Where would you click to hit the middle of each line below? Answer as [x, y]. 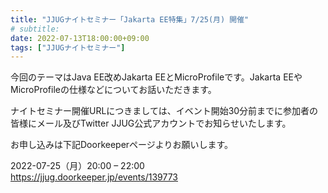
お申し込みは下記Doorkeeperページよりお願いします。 [122, 145]
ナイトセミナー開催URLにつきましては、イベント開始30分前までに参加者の [164, 111]
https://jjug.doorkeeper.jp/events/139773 [94, 177]
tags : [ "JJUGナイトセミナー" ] [68, 47]
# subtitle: [35, 29]
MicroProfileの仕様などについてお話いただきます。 [113, 90]
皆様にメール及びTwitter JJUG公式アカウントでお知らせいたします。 [151, 123]
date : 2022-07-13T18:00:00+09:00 [80, 38]
